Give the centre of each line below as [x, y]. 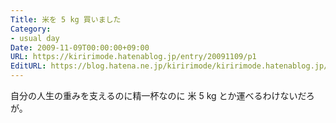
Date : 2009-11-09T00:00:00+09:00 [80, 47]
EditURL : [28, 66]
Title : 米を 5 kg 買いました [66, 19]
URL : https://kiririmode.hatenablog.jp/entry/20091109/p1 [133, 57]
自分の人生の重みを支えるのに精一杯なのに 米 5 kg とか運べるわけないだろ [162, 95]
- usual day [35, 38]
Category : [31, 29]
